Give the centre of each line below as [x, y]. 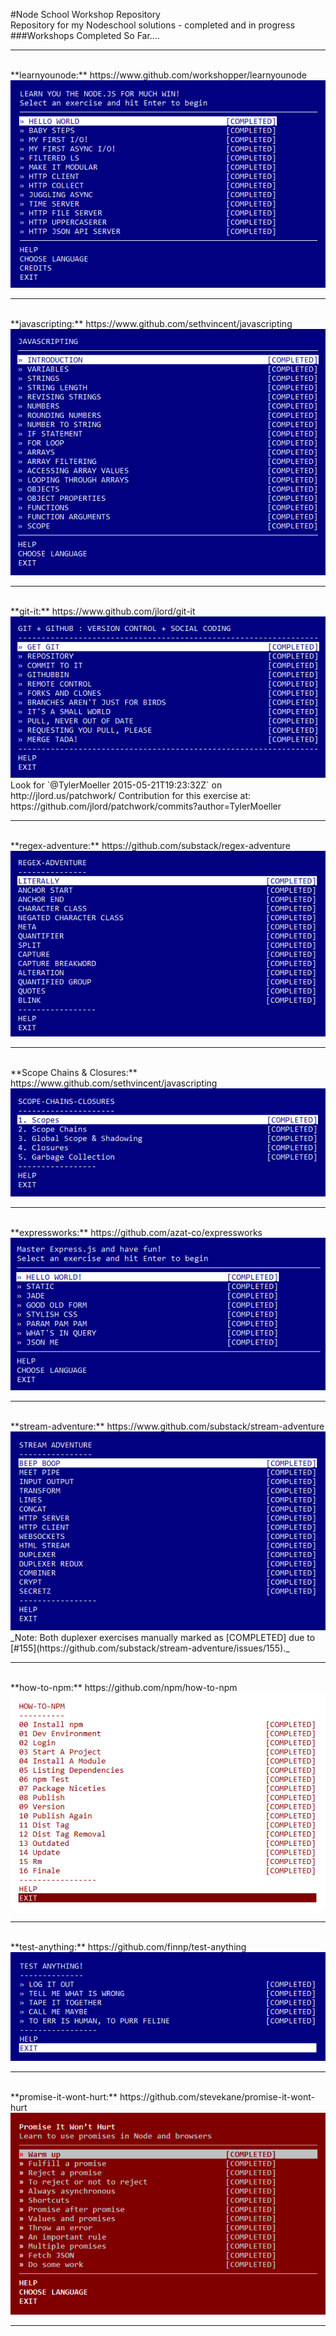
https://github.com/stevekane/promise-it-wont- [217, 2097]
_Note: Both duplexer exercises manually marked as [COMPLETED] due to [163, 1638]
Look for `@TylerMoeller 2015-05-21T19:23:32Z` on [116, 785]
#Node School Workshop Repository [85, 14]
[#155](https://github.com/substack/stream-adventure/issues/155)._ [150, 1648]
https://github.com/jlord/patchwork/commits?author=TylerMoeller [146, 806]
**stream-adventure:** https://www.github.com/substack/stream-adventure [167, 1426]
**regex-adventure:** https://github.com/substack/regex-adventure [150, 845]
